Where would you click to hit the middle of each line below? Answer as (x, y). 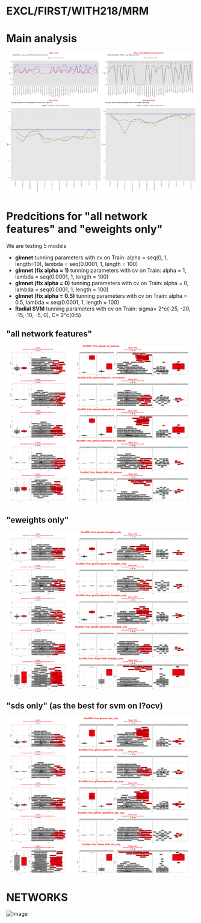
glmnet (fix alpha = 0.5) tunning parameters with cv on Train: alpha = (101, 295)
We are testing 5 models (36, 245)
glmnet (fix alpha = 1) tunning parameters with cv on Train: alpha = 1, (100, 270)
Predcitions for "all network (77, 216)
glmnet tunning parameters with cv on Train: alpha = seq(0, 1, (91, 258)
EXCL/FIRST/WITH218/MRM (78, 11)
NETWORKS (37, 897)
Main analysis (42, 39)
